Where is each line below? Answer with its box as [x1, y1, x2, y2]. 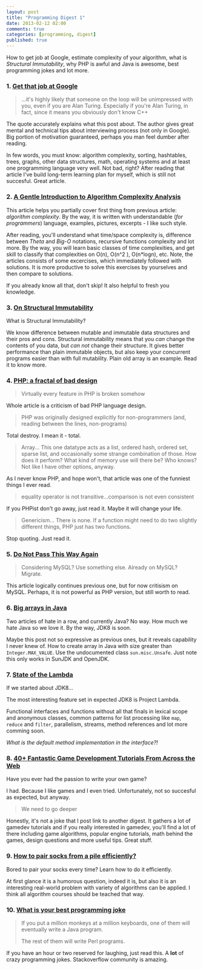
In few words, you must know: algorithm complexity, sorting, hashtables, [6, 151, 187, 159]
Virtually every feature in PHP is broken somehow [21, 390, 145, 398]
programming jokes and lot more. [6, 67, 89, 74]
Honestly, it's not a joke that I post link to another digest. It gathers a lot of [6, 817, 191, 824]
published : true [6, 37, 47, 43]
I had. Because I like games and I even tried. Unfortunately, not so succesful [6, 787, 196, 795]
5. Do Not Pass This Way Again [6, 550, 99, 559]
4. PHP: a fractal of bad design [6, 376, 98, 385]
